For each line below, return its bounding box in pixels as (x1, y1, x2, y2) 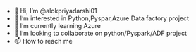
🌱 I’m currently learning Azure (13, 22, 101, 30)
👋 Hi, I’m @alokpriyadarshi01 (13, 7, 97, 15)
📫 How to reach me (13, 37, 73, 45)
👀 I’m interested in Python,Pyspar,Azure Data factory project (13, 14, 189, 22)
